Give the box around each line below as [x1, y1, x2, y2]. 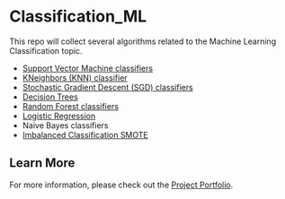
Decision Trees [22, 91, 78, 102]
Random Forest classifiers [22, 100, 120, 111]
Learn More [9, 155, 76, 171]
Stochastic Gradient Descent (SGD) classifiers [22, 82, 193, 92]
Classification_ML [9, 6, 147, 27]
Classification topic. [9, 45, 83, 56]
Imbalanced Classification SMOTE [22, 129, 148, 140]
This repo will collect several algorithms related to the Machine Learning [9, 36, 277, 47]
